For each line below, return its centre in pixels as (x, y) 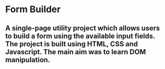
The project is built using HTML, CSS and (72, 44)
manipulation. (28, 60)
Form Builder (33, 9)
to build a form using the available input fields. (80, 36)
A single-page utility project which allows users (83, 28)
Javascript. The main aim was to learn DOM (76, 52)
